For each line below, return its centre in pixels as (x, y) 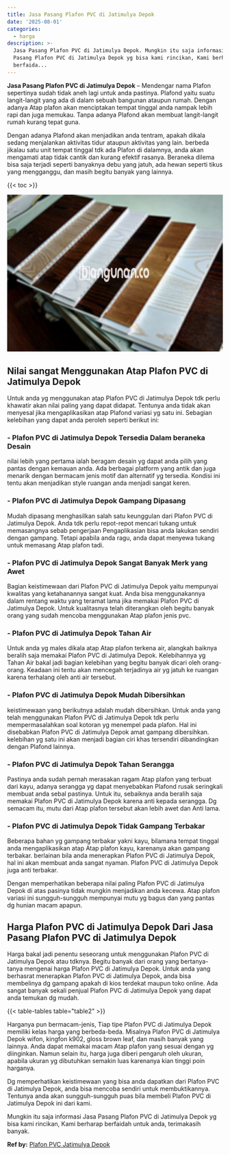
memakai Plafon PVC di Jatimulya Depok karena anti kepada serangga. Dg (112, 801)
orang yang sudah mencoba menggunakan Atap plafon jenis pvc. (99, 615)
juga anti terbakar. (33, 870)
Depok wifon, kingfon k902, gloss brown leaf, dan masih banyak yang (105, 1038)
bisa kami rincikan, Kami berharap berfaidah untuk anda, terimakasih (104, 1123)
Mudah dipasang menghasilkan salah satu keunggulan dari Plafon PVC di (110, 516)
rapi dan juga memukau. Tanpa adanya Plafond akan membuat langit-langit (113, 115)
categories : (24, 29)
